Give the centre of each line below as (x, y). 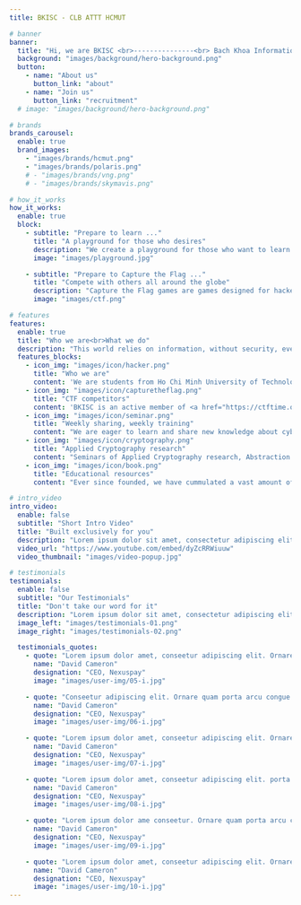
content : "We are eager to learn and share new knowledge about (155, 432)
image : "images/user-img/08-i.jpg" (99, 805)
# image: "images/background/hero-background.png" (114, 109)
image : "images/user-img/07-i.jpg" (99, 763)
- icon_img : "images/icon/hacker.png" (98, 365)
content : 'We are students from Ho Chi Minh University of (145, 382)
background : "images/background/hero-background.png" (120, 59)
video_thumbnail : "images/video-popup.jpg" (99, 557)
